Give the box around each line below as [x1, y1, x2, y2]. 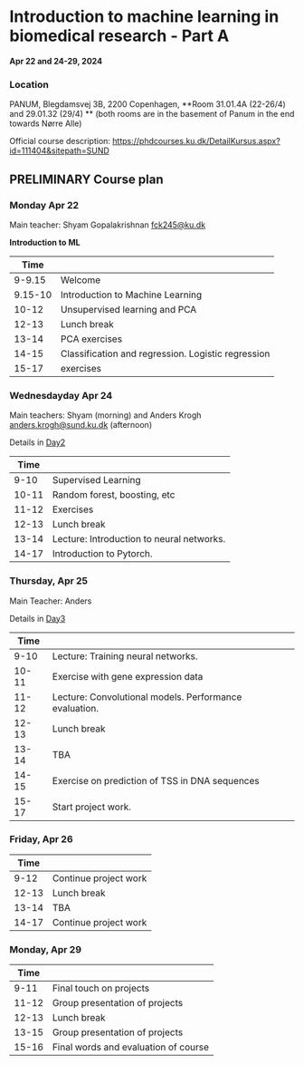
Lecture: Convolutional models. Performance [52, 691, 242, 703]
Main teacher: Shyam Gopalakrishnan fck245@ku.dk [9, 219, 206, 230]
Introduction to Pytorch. [52, 547, 153, 560]
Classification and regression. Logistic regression [60, 347, 271, 360]
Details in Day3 [9, 613, 66, 624]
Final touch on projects [52, 982, 150, 994]
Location [9, 78, 50, 91]
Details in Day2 [9, 437, 66, 448]
